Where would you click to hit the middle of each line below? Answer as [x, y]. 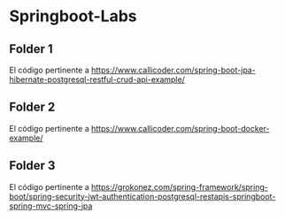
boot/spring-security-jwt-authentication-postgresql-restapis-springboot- [142, 196]
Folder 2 [32, 107]
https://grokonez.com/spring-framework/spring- [180, 186]
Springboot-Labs [73, 16]
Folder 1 [31, 49]
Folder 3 [32, 166]
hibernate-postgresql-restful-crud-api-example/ [97, 80]
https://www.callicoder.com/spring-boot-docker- [181, 128]
